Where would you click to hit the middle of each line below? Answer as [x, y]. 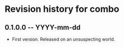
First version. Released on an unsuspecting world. [63, 39]
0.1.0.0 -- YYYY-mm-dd [43, 27]
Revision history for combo [62, 9]
